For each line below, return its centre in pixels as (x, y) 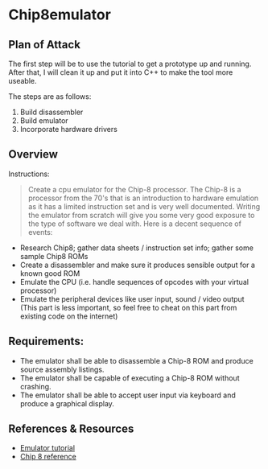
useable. (23, 81)
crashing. (35, 386)
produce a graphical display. (67, 403)
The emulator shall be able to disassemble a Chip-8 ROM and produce (136, 360)
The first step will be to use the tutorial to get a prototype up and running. (130, 64)
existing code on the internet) (69, 316)
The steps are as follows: (50, 97)
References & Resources (71, 429)
